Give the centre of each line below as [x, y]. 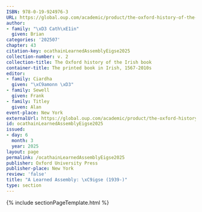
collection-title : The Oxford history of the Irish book [79, 62]
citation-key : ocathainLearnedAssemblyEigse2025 [68, 51]
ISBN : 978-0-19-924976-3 [37, 12]
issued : [16, 129]
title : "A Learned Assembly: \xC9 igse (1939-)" [67, 180]
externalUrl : [23, 118]
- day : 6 [17, 135]
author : [16, 23]
